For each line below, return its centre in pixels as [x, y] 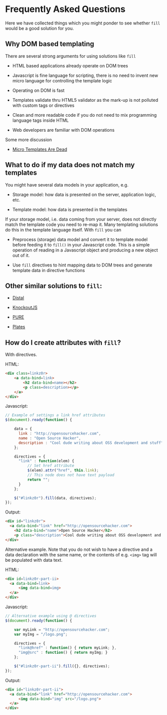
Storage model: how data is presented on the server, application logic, [84, 194]
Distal [18, 298]
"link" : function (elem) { [46, 461]
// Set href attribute [51, 466]
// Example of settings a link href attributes [55, 415]
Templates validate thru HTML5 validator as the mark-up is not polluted [85, 100]
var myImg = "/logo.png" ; [41, 634]
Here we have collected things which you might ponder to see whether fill [83, 23]
